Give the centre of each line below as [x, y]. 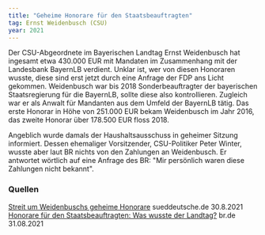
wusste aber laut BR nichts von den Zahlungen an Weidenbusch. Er [117, 152]
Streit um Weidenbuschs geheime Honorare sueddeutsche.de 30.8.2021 [126, 207]
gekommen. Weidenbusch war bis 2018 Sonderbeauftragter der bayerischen [133, 86]
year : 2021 [26, 30]
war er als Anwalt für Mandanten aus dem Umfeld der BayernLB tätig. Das [129, 103]
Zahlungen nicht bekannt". [51, 169]
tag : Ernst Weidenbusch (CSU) [58, 23]
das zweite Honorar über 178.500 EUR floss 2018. [89, 120]
